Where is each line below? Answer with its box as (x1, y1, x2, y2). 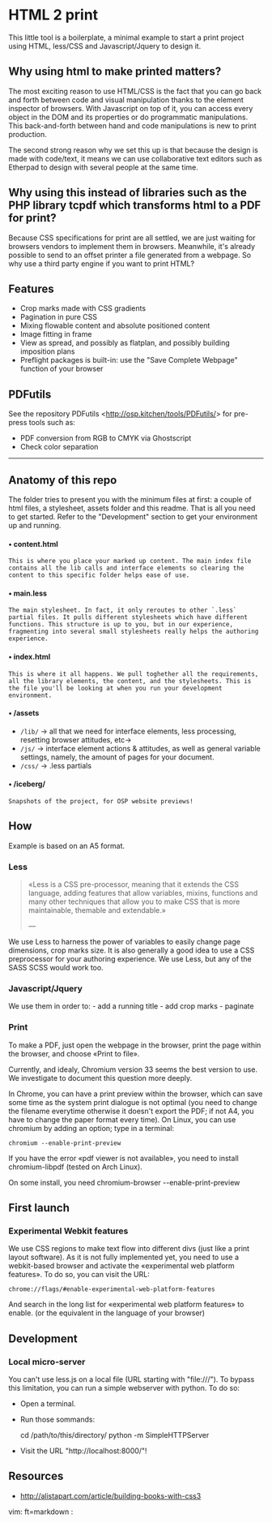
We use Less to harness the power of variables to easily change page (8, 937, 241, 947)
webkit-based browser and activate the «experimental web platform (8, 1261, 235, 1271)
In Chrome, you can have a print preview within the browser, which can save (8, 1089, 263, 1099)
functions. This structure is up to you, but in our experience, (8, 621, 233, 629)
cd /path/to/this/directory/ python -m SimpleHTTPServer (19, 1431, 210, 1440)
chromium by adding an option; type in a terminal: (8, 1123, 175, 1133)
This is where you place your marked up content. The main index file (8, 557, 252, 566)
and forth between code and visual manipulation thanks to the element (8, 95, 244, 105)
